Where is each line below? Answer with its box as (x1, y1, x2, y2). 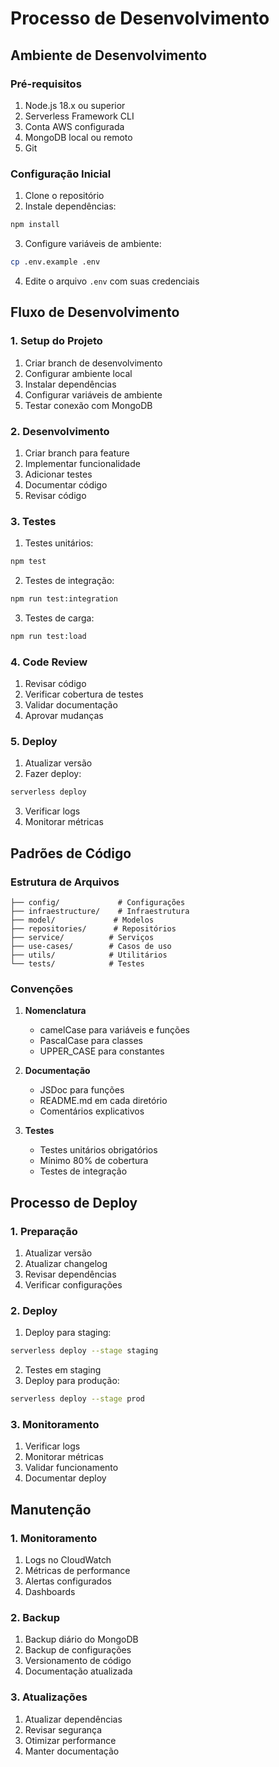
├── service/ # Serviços (10, 932, 155, 942)
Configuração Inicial (10, 167, 112, 181)
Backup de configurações (24, 1644, 132, 1656)
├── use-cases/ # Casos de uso (10, 941, 172, 951)
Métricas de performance (24, 1565, 131, 1576)
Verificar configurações (24, 1278, 123, 1291)
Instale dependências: (24, 200, 117, 212)
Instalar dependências (24, 378, 117, 390)
